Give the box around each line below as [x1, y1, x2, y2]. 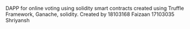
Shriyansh [5, 17, 30, 23]
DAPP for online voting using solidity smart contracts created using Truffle [5, 5, 185, 11]
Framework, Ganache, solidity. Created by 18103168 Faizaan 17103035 [5, 11, 175, 18]
